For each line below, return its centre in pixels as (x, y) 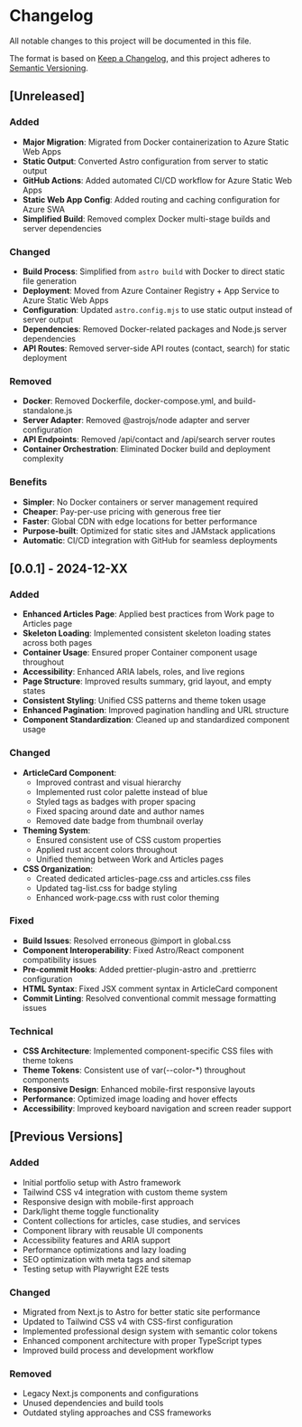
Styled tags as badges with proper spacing (116, 801)
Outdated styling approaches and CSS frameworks (117, 1413)
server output (48, 319)
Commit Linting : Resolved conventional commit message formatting (149, 998)
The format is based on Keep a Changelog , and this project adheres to (140, 58)
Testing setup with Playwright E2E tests (96, 1269)
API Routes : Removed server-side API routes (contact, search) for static (156, 348)
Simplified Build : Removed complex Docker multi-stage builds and (146, 219)
